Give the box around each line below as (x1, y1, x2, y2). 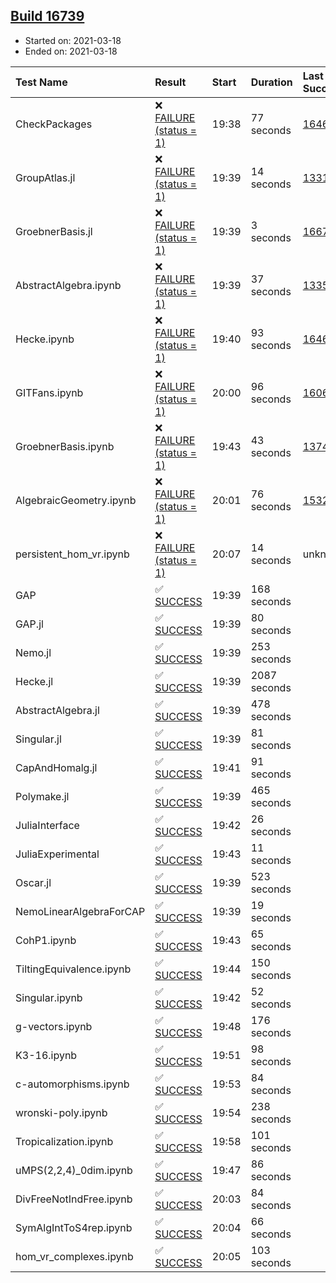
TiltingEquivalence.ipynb (15, 962, 132, 976)
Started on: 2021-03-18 (24, 34, 122, 46)
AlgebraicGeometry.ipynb (15, 493, 137, 507)
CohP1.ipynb (15, 933, 77, 947)
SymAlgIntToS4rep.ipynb (15, 1220, 133, 1234)
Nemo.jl (15, 645, 52, 659)
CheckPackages (15, 117, 93, 131)
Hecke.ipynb (15, 332, 75, 346)
